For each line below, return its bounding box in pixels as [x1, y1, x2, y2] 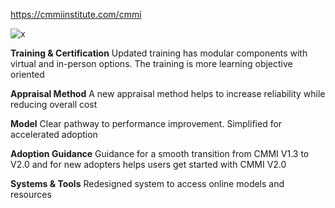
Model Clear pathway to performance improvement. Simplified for [10, 118, 283, 129]
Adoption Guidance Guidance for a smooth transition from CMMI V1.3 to [10, 148, 310, 159]
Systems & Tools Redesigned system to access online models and [10, 178, 285, 189]
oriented [10, 69, 45, 80]
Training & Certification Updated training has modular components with [10, 47, 308, 59]
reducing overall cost [10, 99, 98, 110]
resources [10, 189, 52, 200]
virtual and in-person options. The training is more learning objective [10, 58, 293, 69]
